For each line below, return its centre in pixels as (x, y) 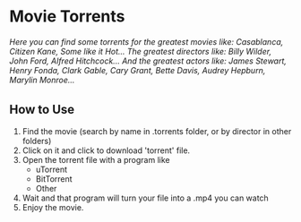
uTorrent (52, 169)
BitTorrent (54, 179)
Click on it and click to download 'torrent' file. (106, 150)
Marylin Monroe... (42, 80)
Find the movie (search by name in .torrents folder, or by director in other (157, 131)
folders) (37, 141)
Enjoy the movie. (53, 207)
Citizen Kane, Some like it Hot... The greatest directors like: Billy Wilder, (140, 51)
